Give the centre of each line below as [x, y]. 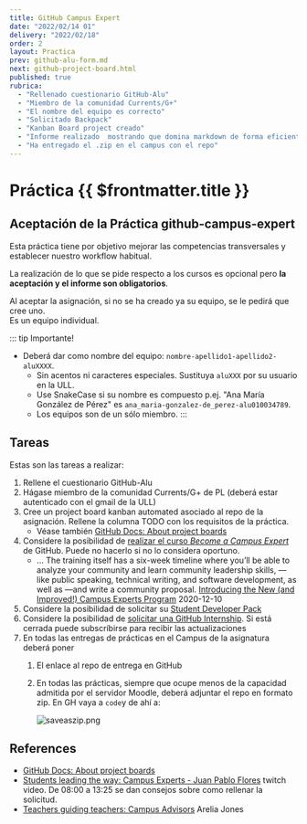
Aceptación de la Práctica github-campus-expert [152, 224]
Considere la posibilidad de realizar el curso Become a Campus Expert [156, 541]
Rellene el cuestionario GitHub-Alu [87, 482]
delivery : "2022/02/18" [55, 35]
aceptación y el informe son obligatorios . [89, 283]
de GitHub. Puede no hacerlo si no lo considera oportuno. [131, 550]
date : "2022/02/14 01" [53, 26]
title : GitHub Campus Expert [65, 18]
